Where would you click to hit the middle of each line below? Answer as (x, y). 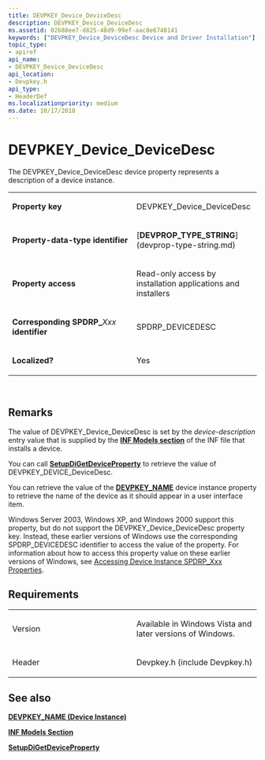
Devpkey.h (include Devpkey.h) (195, 662)
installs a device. (35, 448)
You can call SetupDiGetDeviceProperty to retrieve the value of (112, 463)
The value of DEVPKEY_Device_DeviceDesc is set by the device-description (132, 432)
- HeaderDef (28, 96)
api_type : (24, 89)
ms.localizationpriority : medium (63, 103)
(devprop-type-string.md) (186, 245)
